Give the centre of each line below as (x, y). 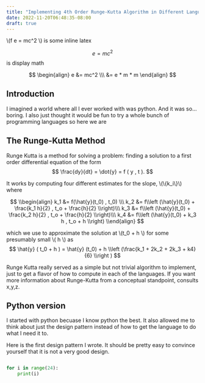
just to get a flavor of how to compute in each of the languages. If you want (101, 274)
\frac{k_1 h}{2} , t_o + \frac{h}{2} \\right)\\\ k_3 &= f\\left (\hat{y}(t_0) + (103, 208)
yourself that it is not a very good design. (58, 352)
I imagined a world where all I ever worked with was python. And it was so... (102, 109)
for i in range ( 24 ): (33, 368)
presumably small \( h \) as (40, 239)
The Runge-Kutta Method (56, 141)
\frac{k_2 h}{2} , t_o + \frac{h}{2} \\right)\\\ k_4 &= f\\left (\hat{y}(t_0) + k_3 (103, 215)
